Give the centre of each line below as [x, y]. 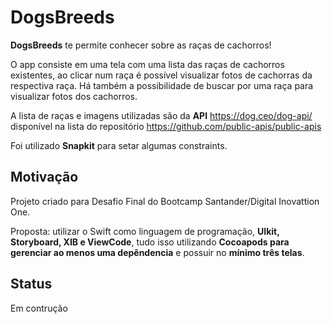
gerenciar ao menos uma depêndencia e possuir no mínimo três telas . [157, 252]
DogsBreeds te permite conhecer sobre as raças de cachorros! [141, 45]
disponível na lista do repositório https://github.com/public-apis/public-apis [166, 126]
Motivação [44, 177]
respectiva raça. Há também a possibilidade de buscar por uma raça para [162, 85]
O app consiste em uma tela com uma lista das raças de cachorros [147, 64]
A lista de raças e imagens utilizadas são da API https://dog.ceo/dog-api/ [161, 115]
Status [31, 284]
